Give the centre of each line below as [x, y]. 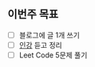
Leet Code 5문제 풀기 [53, 55]
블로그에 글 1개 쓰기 [49, 35]
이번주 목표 [33, 14]
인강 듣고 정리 [40, 45]
